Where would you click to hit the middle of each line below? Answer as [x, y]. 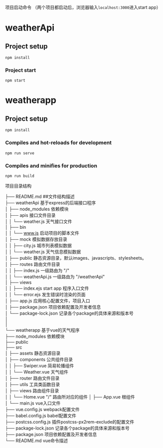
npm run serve [20, 153]
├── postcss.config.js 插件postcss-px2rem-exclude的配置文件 [70, 422]
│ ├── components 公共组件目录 [39, 359]
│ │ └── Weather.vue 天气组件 [37, 372]
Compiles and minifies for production [51, 165]
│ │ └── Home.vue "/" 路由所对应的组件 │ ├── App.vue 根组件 [70, 397]
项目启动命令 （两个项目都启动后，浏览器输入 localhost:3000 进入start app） [83, 7]
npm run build [20, 176]
